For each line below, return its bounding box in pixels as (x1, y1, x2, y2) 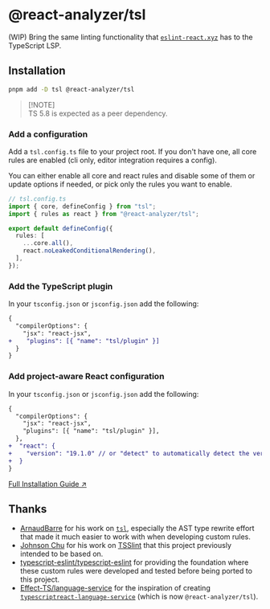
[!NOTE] (27, 100, 55, 109)
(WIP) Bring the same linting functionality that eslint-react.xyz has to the (8, 32, 253, 42)
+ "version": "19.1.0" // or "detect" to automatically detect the (8, 449, 250, 457)
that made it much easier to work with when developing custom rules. (19, 532, 252, 542)
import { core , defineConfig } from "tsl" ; (8, 202, 157, 210)
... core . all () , (22, 239, 74, 247)
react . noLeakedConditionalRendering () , (22, 247, 157, 255)
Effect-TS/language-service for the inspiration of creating (19, 583, 211, 593)
